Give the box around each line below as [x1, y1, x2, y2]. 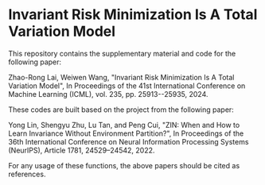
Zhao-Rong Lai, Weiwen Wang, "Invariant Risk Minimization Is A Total [8, 72, 235, 82]
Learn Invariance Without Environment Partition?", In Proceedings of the [8, 129, 244, 138]
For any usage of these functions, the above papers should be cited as [8, 160, 240, 170]
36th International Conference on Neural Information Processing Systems [8, 137, 249, 146]
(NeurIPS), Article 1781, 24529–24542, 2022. [8, 145, 155, 155]
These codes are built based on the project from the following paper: [8, 105, 235, 114]
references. [8, 169, 46, 179]
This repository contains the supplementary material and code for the [8, 48, 236, 58]
